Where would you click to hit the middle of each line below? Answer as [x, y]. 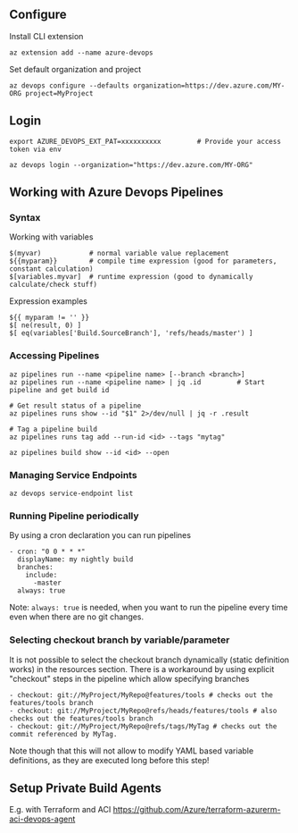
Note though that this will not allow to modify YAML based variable [132, 751]
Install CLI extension [46, 36]
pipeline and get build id [59, 390]
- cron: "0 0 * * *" [48, 552]
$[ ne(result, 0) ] [46, 325]
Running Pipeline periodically [74, 516]
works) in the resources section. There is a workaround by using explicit [142, 669]
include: [41, 576]
